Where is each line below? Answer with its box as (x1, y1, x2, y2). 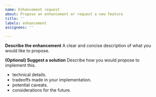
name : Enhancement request (5, 7, 60, 12)
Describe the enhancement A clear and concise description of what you (5, 43, 151, 48)
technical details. (12, 72, 47, 78)
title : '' (5, 16, 25, 21)
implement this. (5, 63, 36, 68)
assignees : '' (5, 25, 34, 30)
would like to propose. (5, 48, 50, 54)
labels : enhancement (5, 20, 47, 26)
